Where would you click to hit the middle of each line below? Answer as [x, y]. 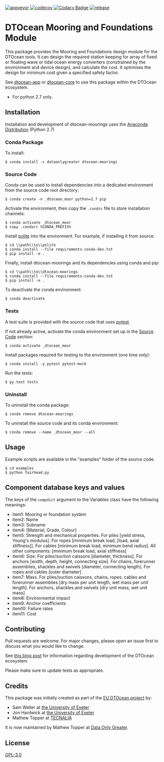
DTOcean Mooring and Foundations [79, 28]
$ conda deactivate [25, 299]
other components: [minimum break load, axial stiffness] [69, 551]
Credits [17, 686]
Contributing [25, 629]
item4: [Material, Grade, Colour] [44, 530]
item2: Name [25, 519]
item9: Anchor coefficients [39, 603]
